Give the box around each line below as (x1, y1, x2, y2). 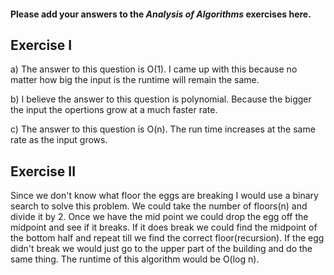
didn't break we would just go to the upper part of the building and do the (10, 243, 313, 255)
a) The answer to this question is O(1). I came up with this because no (10, 63, 298, 75)
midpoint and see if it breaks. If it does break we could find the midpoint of (10, 221, 318, 234)
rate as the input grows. (10, 134, 108, 146)
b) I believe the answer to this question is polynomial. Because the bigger (10, 93, 312, 105)
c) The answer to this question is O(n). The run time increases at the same (10, 123, 316, 135)
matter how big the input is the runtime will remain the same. (10, 74, 260, 86)
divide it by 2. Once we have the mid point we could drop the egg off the (10, 211, 309, 223)
